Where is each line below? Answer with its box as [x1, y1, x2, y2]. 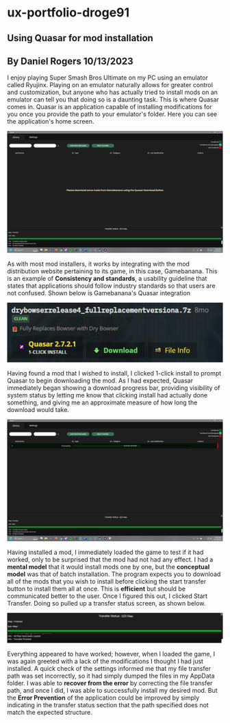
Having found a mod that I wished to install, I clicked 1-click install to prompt [7, 369, 222, 378]
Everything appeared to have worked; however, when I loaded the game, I [7, 650, 216, 658]
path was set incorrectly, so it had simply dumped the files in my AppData [7, 672, 215, 680]
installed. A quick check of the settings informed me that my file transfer [7, 665, 211, 673]
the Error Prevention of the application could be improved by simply [7, 693, 200, 702]
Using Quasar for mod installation [7, 32, 154, 44]
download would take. [7, 406, 70, 414]
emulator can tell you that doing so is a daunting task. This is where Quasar [7, 95, 219, 104]
